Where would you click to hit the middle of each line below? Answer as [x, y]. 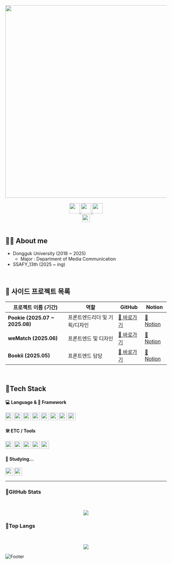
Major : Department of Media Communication [68, 259]
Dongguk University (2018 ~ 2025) [49, 253]
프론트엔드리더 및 [88, 317]
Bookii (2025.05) [29, 355]
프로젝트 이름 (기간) [35, 307]
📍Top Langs [20, 526]
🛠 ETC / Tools [20, 431]
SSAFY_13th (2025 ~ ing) [39, 264]
